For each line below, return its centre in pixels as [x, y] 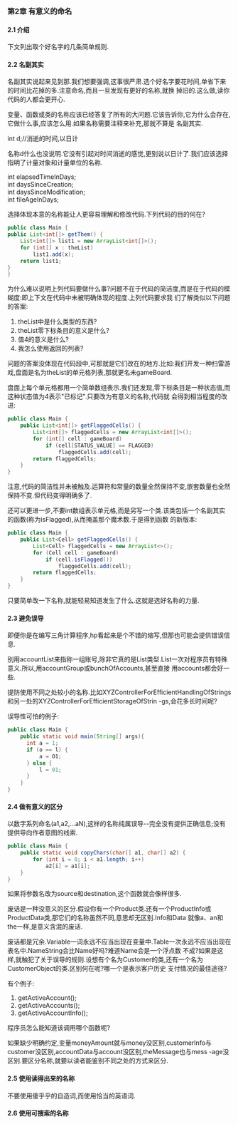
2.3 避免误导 [26, 618]
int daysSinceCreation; [40, 185]
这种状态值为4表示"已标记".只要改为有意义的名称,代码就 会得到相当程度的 [114, 396]
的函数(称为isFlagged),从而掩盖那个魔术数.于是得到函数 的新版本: [102, 520]
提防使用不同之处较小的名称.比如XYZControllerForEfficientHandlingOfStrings [119, 692]
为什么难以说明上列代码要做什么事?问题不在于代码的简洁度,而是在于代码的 [116, 289]
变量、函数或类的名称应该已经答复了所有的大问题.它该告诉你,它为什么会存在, [119, 115]
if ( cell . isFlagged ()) [79, 560]
